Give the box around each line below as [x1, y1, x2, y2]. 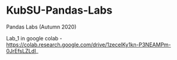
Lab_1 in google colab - [6, 34, 62, 42]
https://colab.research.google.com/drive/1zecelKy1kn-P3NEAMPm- [6, 41, 171, 48]
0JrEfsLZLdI [6, 47, 36, 54]
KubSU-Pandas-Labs [6, 4, 113, 17]
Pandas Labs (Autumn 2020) [6, 23, 77, 30]
